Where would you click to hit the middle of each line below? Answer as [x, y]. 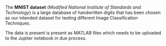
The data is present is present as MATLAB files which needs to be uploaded [83, 33]
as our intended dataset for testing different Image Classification [71, 18]
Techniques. [18, 23]
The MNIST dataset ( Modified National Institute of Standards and [73, 7]
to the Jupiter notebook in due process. [46, 38]
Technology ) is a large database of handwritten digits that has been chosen [83, 12]
